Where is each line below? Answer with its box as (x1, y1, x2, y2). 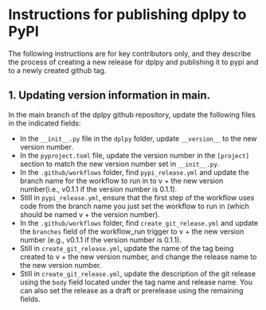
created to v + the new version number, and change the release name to (19, 252, 257, 262)
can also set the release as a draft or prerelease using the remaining (19, 285, 244, 295)
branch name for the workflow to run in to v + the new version (19, 176, 224, 185)
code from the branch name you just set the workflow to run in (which (19, 201, 249, 211)
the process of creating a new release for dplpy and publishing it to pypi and (8, 57, 259, 67)
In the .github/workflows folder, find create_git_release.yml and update (19, 218, 259, 227)
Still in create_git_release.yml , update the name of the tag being (19, 243, 234, 253)
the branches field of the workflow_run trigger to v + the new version (19, 227, 244, 236)
